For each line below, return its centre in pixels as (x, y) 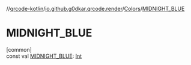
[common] (19, 49)
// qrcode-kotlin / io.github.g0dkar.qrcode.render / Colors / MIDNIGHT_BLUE (95, 9)
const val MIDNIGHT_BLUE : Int (44, 56)
